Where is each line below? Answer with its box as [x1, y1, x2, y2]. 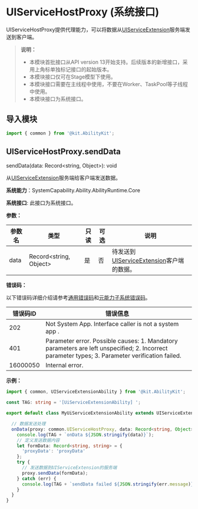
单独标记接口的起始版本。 [49, 65, 113, 73]
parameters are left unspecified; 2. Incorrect [45, 344, 168, 353]
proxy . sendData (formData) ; [21, 470, 88, 476]
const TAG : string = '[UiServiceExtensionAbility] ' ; [6, 399, 141, 406]
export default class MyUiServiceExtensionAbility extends [6, 411, 154, 416]
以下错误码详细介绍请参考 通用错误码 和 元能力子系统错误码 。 [6, 294, 151, 301]
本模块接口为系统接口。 [29, 95, 87, 102]
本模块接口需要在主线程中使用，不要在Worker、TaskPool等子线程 [29, 80, 189, 87]
